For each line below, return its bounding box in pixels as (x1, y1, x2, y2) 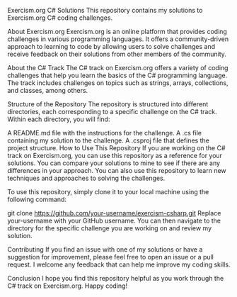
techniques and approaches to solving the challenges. (7, 174, 166, 182)
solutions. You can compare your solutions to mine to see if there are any (7, 159, 221, 167)
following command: (7, 195, 67, 203)
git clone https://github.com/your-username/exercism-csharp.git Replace (7, 209, 221, 217)
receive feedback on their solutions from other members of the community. (7, 50, 226, 58)
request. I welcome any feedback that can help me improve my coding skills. (7, 260, 231, 269)
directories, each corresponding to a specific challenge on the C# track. (7, 108, 217, 116)
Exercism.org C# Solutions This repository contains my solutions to (7, 6, 203, 14)
